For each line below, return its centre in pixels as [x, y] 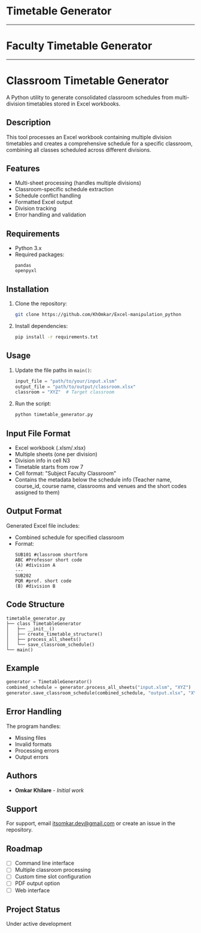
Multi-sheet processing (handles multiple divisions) [78, 183]
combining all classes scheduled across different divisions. [79, 150]
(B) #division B [35, 586]
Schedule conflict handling [48, 195]
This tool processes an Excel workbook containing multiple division [89, 137]
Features [23, 169]
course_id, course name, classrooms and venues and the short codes [101, 486]
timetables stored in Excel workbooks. [74, 104]
